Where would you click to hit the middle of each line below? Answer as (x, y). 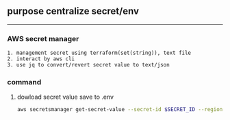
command (24, 82)
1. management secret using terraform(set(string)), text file (99, 53)
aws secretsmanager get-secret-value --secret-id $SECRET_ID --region (120, 110)
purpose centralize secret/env (73, 11)
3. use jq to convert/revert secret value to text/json (88, 65)
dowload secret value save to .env (65, 97)
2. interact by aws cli (41, 59)
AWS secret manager (43, 38)
